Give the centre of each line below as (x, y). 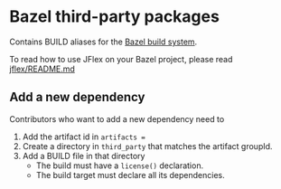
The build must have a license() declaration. (120, 165)
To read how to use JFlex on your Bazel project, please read (121, 59)
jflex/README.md (42, 69)
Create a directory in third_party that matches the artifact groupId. (147, 146)
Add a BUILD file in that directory (84, 156)
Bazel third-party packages (114, 17)
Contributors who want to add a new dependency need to (117, 118)
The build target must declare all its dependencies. (130, 175)
